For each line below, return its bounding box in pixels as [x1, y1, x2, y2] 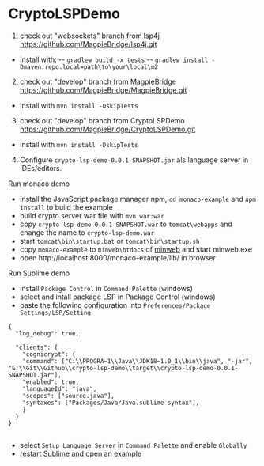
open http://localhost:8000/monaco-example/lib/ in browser [19, 252, 216, 262]
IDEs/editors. [19, 163, 62, 172]
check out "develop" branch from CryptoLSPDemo [19, 116, 185, 125]
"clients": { [15, 343, 58, 351]
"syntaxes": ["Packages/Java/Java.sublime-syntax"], [22, 399, 200, 407]
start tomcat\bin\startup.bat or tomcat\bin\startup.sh [19, 236, 200, 245]
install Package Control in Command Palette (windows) [19, 283, 194, 293]
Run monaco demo [8, 179, 70, 188]
